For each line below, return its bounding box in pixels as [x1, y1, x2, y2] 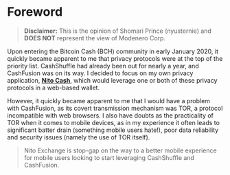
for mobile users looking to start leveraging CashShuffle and [23, 153, 194, 161]
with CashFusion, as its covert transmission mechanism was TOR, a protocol [7, 104, 223, 112]
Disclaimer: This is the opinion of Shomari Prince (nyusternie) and [23, 27, 211, 35]
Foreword [7, 4, 63, 20]
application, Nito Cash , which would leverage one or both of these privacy [7, 76, 218, 84]
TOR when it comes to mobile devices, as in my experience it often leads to [7, 118, 220, 126]
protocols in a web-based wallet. [7, 83, 100, 92]
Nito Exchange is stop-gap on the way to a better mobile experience [23, 146, 218, 154]
